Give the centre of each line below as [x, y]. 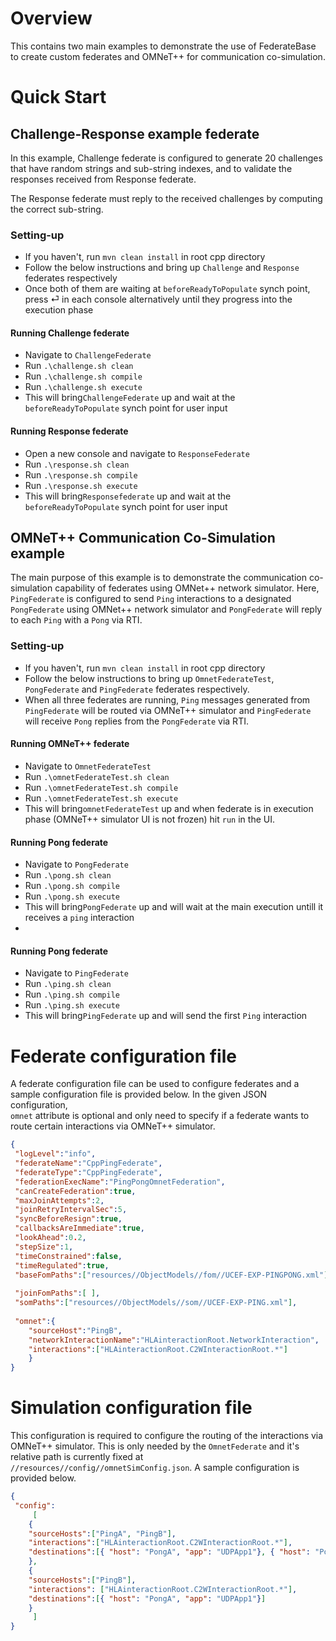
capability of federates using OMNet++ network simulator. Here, [187, 588]
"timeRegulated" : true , [62, 1265]
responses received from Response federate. [103, 179]
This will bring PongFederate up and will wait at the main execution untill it [174, 907]
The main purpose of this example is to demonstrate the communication [158, 578]
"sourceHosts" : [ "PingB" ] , [82, 1580]
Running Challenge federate [70, 333]
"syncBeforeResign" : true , [68, 1219]
